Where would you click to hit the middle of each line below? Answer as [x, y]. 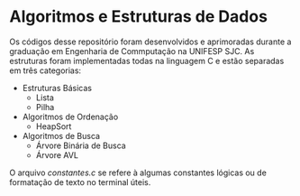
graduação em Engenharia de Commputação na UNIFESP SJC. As [132, 51]
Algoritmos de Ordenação [70, 117]
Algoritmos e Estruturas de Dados [139, 17]
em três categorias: [45, 70]
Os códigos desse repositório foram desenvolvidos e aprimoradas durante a [150, 42]
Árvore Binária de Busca [81, 145]
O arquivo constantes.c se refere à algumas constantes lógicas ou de [138, 173]
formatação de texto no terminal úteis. [80, 182]
